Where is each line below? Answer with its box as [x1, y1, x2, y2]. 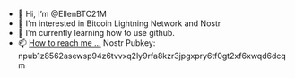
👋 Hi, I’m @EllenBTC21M [17, 9, 108, 19]
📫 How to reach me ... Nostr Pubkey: [17, 38, 156, 48]
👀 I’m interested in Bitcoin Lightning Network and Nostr [17, 18, 221, 29]
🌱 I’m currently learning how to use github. [17, 28, 175, 38]
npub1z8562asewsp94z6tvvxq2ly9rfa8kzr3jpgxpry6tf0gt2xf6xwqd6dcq [17, 50, 287, 61]
